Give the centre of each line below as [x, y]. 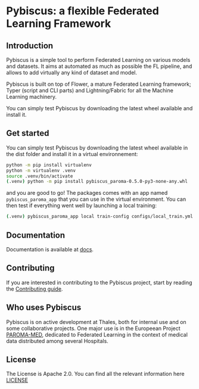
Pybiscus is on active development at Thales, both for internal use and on [96, 322]
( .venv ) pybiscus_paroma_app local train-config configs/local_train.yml [100, 217]
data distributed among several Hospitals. [57, 341]
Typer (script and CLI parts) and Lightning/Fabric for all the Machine [90, 90]
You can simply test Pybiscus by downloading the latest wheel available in [97, 148]
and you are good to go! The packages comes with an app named [87, 193]
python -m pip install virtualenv [49, 165]
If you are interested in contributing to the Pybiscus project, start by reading [99, 282]
